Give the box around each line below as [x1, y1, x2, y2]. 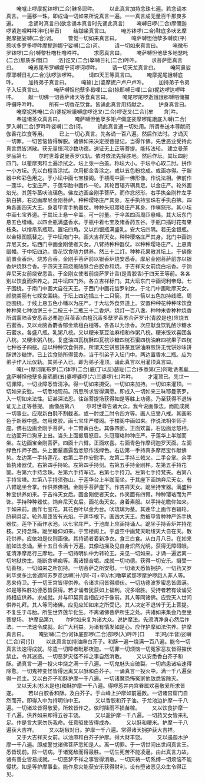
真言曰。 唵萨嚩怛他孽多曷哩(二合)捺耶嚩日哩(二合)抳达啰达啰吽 [21, 86, 186, 93]
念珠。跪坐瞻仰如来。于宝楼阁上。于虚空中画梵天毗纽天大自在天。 [26, 527, 187, 535]
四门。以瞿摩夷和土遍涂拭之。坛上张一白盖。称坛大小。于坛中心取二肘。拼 [6, 160, 187, 167]
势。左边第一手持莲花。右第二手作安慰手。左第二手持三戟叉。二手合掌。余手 [6, 454, 192, 461]
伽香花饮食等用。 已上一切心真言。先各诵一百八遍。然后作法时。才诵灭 [6, 130, 189, 137]
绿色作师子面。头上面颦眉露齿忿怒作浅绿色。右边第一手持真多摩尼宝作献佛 [6, 447, 187, 453]
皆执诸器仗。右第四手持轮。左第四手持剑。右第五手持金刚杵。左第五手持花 [6, 462, 187, 468]
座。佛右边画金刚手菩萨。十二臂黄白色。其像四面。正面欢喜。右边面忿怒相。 [6, 424, 192, 432]
